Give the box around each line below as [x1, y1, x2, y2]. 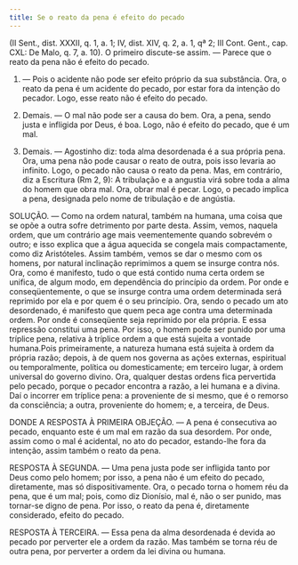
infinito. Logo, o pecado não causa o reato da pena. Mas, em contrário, [21, 165, 283, 175]
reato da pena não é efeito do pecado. [9, 56, 149, 67]
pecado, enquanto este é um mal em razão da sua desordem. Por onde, [9, 426, 272, 437]
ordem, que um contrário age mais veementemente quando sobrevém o [9, 229, 273, 240]
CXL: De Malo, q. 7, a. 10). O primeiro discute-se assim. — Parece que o [9, 46, 272, 58]
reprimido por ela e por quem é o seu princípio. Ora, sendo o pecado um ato [9, 295, 289, 306]
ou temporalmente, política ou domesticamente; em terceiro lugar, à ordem [9, 361, 284, 372]
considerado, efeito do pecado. [9, 509, 125, 521]
